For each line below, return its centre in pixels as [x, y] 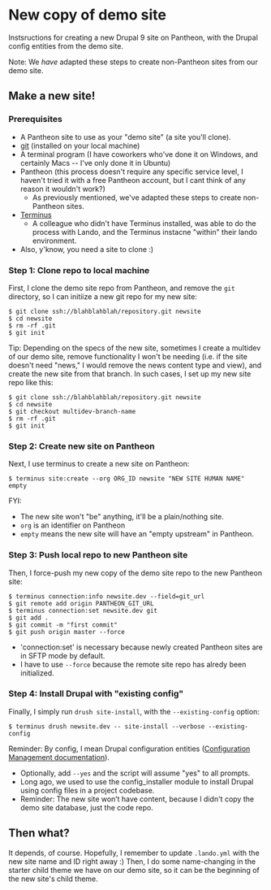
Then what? [39, 834]
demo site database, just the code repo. [87, 807]
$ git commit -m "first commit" [63, 625]
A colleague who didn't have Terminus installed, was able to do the [144, 223]
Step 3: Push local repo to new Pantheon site [98, 555]
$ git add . [28, 618]
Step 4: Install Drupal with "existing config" [96, 694]
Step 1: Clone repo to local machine [79, 270]
